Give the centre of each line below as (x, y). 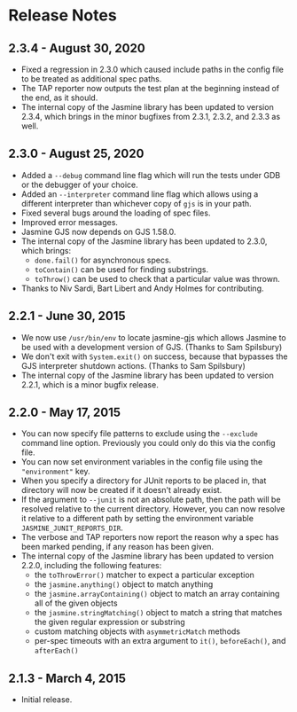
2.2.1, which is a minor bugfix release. (90, 384)
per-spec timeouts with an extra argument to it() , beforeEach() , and (160, 641)
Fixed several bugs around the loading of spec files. (116, 213)
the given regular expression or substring (109, 622)
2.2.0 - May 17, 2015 (65, 413)
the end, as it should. (59, 98)
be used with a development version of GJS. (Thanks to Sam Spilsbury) (152, 347)
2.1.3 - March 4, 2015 (67, 678)
